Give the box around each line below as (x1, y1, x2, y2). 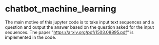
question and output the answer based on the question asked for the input (5, 24, 155, 30)
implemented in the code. (5, 34, 57, 40)
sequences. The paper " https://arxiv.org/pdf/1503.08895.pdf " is (5, 29, 134, 35)
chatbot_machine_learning (5, 3, 117, 14)
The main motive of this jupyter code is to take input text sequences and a (5, 19, 154, 25)
